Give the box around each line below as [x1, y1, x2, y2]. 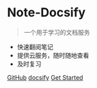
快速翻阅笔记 [16, 42, 53, 50]
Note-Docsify [7, 5, 86, 20]
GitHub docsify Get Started [7, 73, 83, 81]
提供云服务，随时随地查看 [16, 51, 89, 59]
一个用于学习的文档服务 [23, 28, 90, 36]
